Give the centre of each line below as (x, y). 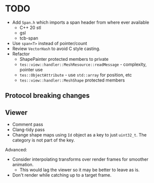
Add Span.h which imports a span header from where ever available (80, 22)
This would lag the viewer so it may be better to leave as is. (79, 170)
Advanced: (16, 150)
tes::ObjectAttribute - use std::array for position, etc (76, 75)
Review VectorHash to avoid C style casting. (56, 48)
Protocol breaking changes (47, 96)
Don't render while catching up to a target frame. (62, 175)
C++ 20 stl (30, 27)
